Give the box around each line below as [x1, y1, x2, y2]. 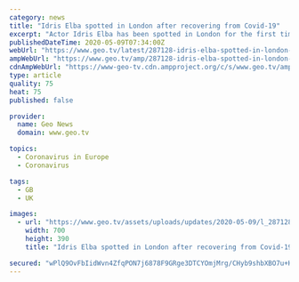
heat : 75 [9, 87, 42, 96]
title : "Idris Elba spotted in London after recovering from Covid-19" [9, 21, 280, 30]
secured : [9, 259, 42, 268]
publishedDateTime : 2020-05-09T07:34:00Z [9, 37, 166, 47]
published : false [9, 95, 74, 105]
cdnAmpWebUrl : [9, 63, 62, 72]
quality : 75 [9, 79, 53, 88]
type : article [9, 71, 62, 80]
